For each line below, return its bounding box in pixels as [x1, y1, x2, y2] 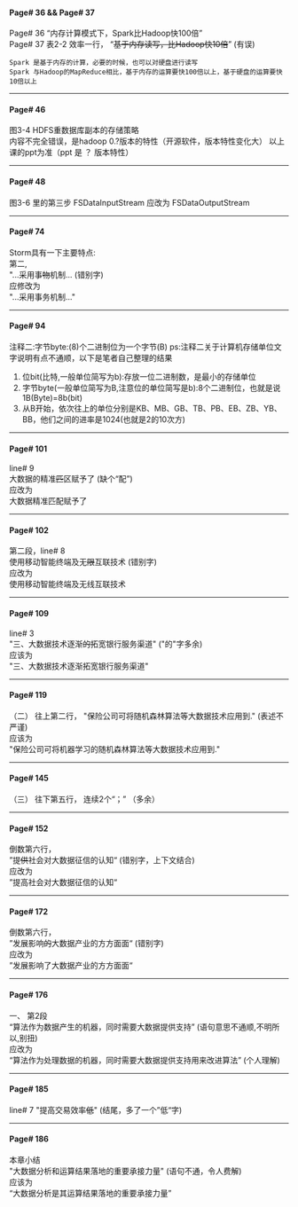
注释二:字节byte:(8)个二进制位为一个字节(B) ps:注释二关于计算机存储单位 [9, 341, 275, 352]
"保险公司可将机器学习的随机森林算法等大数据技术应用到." [9, 743, 220, 754]
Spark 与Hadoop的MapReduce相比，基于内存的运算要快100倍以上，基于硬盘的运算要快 [9, 67, 283, 77]
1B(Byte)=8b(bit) [21, 393, 82, 404]
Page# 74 [9, 226, 45, 237]
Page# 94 [9, 320, 46, 332]
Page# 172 [9, 905, 49, 917]
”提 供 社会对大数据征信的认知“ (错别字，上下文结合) [9, 855, 195, 866]
